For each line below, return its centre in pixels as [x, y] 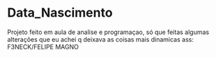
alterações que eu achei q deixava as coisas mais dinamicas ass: [100, 39]
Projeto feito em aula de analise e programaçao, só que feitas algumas [108, 32]
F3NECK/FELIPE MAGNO [43, 47]
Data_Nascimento [60, 13]
